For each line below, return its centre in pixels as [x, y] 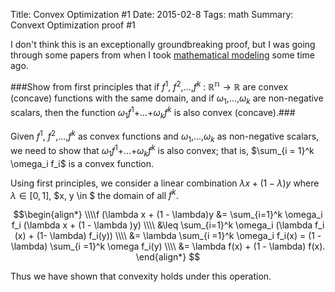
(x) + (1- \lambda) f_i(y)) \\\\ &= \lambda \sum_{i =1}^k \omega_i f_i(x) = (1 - [168, 236]
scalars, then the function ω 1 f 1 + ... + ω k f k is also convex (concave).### [153, 113]
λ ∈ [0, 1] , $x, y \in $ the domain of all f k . [94, 194]
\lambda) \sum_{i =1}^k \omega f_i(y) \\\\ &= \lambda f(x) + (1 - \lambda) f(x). [168, 246]
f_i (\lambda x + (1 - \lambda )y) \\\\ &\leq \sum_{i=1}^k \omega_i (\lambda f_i [168, 225]
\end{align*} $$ [168, 257]
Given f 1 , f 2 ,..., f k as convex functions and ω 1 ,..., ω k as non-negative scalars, [165, 136]
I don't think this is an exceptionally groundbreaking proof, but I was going [163, 44]
